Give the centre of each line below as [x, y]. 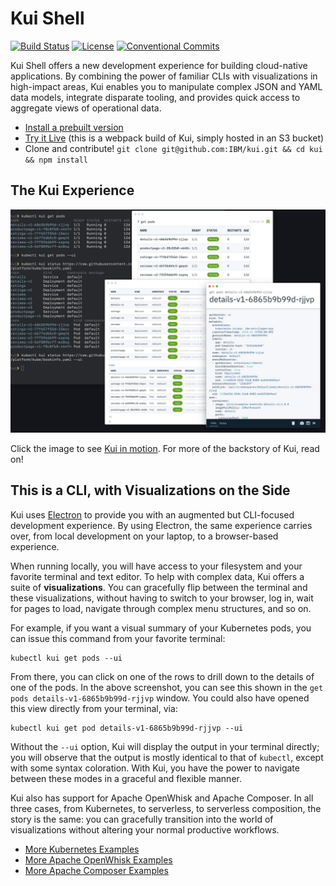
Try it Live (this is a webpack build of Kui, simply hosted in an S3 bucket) [174, 138]
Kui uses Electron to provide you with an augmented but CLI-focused [152, 514]
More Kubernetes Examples [82, 849]
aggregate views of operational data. [86, 108]
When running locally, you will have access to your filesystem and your [156, 566]
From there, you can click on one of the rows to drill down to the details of [162, 676]
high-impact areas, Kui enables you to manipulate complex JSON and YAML [166, 86]
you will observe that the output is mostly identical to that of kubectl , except [167, 757]
